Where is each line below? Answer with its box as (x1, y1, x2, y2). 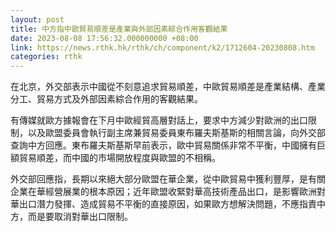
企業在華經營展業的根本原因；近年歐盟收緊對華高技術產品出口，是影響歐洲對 (10, 186, 326, 198)
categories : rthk (10, 52, 83, 62)
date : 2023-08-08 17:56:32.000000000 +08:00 (10, 33, 199, 43)
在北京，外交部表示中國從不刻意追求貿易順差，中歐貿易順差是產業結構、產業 (10, 81, 326, 93)
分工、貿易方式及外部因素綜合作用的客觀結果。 (10, 93, 203, 105)
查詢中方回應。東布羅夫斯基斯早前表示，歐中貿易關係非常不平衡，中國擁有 (10, 139, 317, 151)
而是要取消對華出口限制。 (27, 211, 133, 223)
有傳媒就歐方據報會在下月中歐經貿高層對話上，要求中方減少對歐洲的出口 (10, 114, 308, 126)
